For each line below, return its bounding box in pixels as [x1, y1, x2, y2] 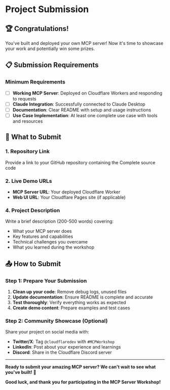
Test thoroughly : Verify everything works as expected [12, 299, 126, 305]
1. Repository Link [5, 148, 50, 155]
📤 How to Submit [5, 259, 61, 268]
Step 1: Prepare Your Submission [5, 277, 87, 284]
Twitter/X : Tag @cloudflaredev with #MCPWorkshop [12, 338, 115, 345]
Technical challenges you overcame [12, 239, 88, 245]
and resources [12, 118, 43, 124]
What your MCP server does [12, 228, 72, 234]
